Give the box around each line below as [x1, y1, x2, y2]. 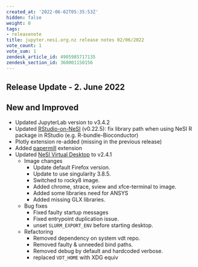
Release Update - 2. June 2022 [6, 82, 126, 92]
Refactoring [24, 228, 53, 235]
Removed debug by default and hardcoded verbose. [33, 247, 163, 254]
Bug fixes [24, 202, 48, 209]
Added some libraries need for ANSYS [33, 189, 129, 197]
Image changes [24, 157, 63, 164]
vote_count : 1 [6, 43, 42, 49]
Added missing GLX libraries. [33, 196, 106, 203]
